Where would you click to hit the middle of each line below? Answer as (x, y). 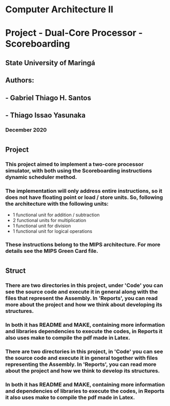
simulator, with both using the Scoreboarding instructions (79, 171)
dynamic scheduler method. (41, 177)
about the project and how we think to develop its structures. (83, 371)
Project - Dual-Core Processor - (74, 33)
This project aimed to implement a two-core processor (75, 164)
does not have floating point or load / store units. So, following (84, 197)
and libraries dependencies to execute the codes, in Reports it (84, 331)
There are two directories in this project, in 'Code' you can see (84, 352)
